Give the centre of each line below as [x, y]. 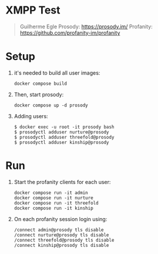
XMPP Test [33, 10]
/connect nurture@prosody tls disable [61, 235]
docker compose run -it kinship [53, 208]
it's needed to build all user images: [57, 73]
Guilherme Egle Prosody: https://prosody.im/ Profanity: [86, 26]
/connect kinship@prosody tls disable [61, 245]
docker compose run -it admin [51, 193]
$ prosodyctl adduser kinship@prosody [61, 142]
